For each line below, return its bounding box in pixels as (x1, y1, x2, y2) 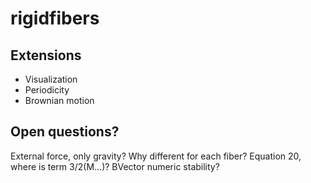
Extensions (10, 47, 82, 64)
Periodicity (24, 84, 70, 96)
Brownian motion (24, 95, 95, 106)
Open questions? (10, 123, 120, 141)
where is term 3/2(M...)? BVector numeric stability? (10, 160, 220, 172)
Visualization (24, 73, 78, 85)
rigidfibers (10, 7, 100, 30)
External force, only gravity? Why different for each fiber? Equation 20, (10, 150, 302, 162)
